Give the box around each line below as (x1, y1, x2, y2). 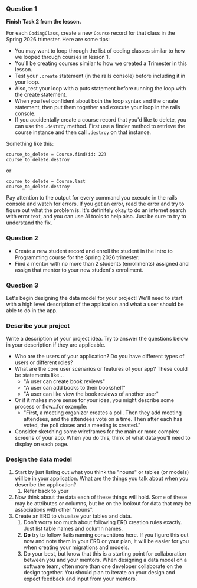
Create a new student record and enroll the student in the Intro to (14, 247, 173, 254)
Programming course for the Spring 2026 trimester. (14, 253, 140, 261)
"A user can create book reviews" (23, 378, 106, 385)
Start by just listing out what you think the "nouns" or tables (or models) (14, 469, 189, 476)
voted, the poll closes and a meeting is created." (23, 422, 141, 429)
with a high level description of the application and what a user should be (6, 300, 184, 308)
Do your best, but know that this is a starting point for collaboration (23, 550, 186, 557)
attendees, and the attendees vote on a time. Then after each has (23, 416, 183, 423)
